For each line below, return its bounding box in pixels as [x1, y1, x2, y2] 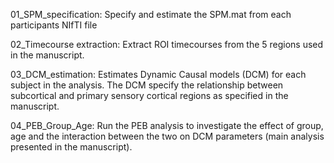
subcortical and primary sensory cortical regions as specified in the [10, 90, 289, 101]
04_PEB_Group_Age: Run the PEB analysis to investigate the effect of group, [10, 120, 324, 131]
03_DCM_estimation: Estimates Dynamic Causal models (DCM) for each [10, 69, 307, 80]
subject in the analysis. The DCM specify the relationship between [10, 79, 284, 91]
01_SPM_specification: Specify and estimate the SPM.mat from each [10, 9, 292, 20]
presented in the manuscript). [10, 141, 133, 153]
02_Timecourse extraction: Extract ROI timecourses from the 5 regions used [10, 39, 324, 50]
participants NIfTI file [10, 19, 98, 31]
